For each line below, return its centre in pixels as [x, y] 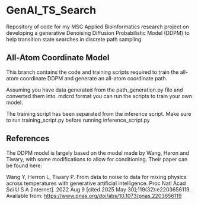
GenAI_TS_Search [51, 10]
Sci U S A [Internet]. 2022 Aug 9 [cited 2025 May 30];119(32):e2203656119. [99, 189]
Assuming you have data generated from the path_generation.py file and [95, 90]
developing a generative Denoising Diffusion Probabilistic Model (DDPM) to [98, 32]
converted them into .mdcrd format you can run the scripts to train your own [99, 96]
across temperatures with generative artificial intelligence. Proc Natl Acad [96, 183]
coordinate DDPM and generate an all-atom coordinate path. [94, 78]
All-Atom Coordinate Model [58, 58]
